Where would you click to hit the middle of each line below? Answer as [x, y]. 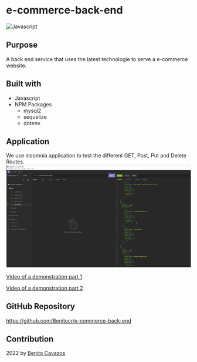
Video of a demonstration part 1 [44, 276]
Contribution [30, 339]
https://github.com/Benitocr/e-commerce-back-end [69, 320]
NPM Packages [33, 104]
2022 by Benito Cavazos [36, 353]
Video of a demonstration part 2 [45, 288]
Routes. [15, 162]
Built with [24, 84]
